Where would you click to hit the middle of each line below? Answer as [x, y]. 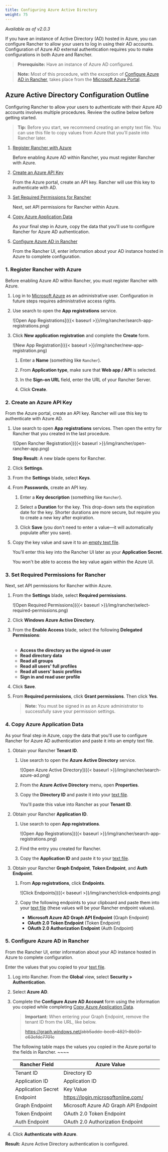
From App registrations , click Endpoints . [62, 883]
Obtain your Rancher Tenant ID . [45, 750]
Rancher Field [37, 1064]
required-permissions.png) [40, 610]
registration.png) [30, 350]
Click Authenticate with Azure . [45, 1134]
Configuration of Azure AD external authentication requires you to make [79, 49]
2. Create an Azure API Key [39, 402]
